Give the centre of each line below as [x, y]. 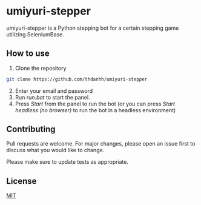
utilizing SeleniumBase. [35, 34]
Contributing [31, 129]
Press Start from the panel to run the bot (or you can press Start [95, 104]
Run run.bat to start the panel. [52, 97]
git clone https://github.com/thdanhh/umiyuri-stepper [77, 79]
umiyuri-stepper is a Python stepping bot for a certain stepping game [93, 28]
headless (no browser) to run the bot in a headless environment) [95, 110]
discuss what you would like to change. [55, 150]
